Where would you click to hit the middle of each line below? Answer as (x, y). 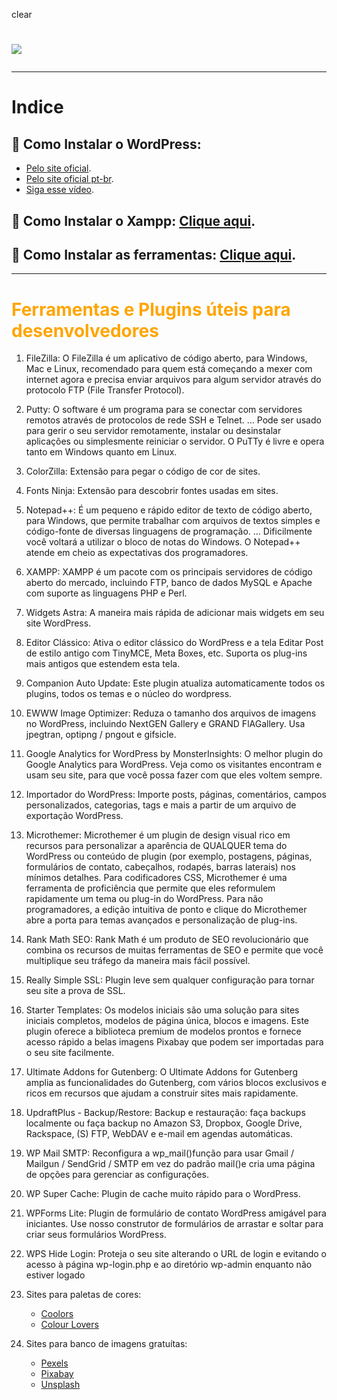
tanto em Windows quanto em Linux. (101, 452)
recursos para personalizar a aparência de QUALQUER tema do (156, 846)
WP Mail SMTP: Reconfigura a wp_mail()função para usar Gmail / (159, 1153)
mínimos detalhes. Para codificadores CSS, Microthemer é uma (156, 878)
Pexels (54, 1363)
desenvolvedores (85, 330)
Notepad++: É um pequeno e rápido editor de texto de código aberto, (169, 510)
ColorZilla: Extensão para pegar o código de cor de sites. (143, 471)
